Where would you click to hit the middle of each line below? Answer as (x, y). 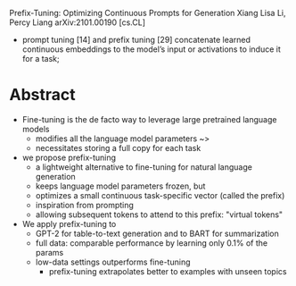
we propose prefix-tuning (69, 157)
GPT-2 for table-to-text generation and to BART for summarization (157, 233)
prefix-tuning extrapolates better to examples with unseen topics (168, 271)
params (49, 252)
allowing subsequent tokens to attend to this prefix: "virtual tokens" (159, 214)
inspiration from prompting (84, 205)
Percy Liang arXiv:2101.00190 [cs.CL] (77, 22)
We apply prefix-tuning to (69, 223)
